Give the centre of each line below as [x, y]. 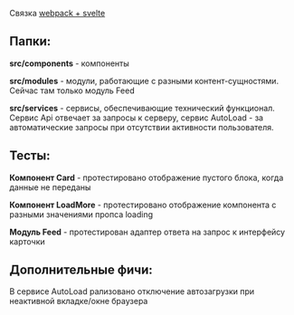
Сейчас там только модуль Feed [72, 91]
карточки [27, 241]
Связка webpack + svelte [57, 13]
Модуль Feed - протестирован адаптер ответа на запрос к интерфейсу [147, 232]
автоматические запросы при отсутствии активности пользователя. [142, 127]
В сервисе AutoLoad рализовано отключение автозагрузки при [132, 291]
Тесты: [30, 156]
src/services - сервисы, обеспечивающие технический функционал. [142, 108]
